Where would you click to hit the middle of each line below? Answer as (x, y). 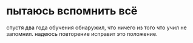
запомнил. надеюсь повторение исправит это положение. (82, 33)
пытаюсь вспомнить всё (72, 11)
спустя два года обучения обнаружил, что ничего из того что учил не (96, 27)
